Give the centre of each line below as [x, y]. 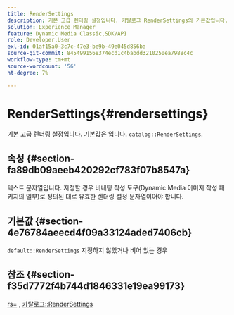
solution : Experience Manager [52, 27]
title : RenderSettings [40, 14]
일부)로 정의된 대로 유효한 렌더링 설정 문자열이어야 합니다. [105, 197]
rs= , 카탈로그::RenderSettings [50, 304]
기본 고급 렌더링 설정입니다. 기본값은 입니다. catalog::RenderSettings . [105, 134]
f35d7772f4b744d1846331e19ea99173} [96, 286]
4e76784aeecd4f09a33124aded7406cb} [100, 232]
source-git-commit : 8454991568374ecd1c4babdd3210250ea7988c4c [100, 54]
